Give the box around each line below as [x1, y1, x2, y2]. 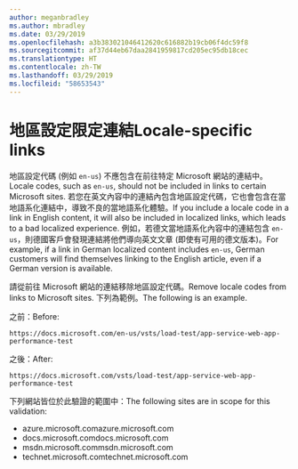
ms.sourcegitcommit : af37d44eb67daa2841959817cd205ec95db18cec [9, 46, 249, 55]
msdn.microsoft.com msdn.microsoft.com [21, 441, 173, 452]
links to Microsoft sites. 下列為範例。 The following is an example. [9, 292, 247, 303]
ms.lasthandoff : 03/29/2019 [9, 71, 114, 80]
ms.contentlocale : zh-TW [9, 63, 101, 72]
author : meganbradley [9, 12, 90, 22]
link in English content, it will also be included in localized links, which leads [9, 212, 286, 222]
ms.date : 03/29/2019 [9, 29, 86, 38]
